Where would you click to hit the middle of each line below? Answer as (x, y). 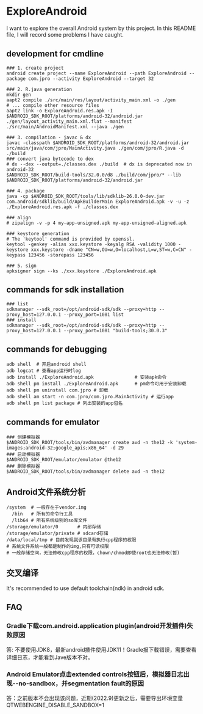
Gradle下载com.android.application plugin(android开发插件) (97, 626)
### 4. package (26, 191)
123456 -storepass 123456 (61, 255)
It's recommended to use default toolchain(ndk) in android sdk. (85, 588)
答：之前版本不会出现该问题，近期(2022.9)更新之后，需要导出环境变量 (95, 698)
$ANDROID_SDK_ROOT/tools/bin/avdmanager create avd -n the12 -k (90, 443)
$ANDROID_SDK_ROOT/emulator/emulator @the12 (64, 460)
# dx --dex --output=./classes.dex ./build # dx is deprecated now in (99, 164)
